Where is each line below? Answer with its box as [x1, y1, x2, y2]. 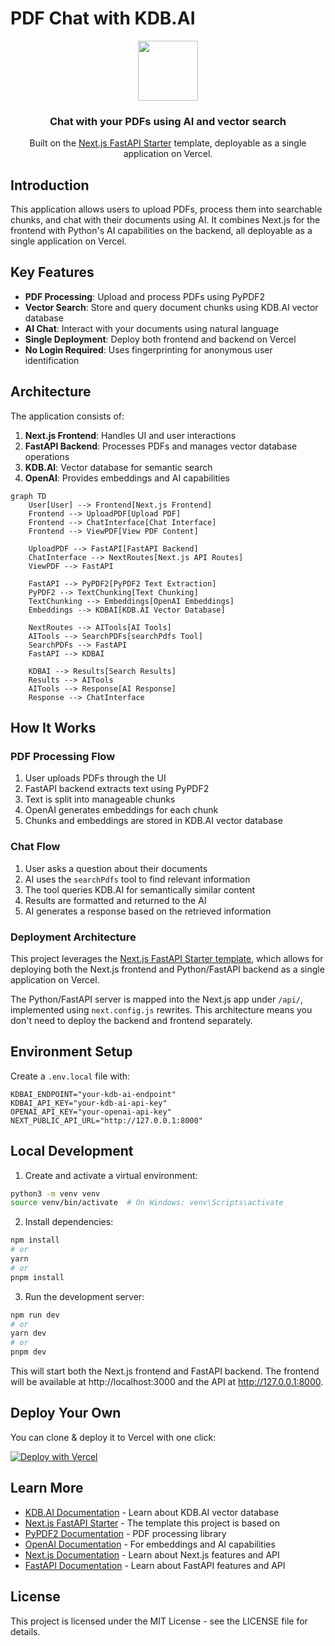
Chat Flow [10, 840, 61, 854]
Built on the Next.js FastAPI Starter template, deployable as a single [29, 137, 307, 149]
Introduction [10, 177, 90, 194]
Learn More [10, 1480, 84, 1497]
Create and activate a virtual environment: [24, 1169, 198, 1181]
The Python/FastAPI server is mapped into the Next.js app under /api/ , [10, 993, 304, 1005]
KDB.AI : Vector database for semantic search [24, 461, 213, 473]
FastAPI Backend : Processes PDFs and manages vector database [24, 440, 298, 452]
